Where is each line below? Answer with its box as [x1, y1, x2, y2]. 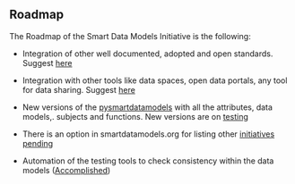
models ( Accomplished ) [22, 164, 111, 175]
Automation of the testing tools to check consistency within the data [22, 155, 274, 166]
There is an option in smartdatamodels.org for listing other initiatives [22, 129, 275, 139]
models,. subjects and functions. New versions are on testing [22, 111, 248, 121]
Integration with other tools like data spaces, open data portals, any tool [22, 75, 288, 86]
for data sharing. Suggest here [22, 84, 136, 95]
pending [22, 138, 54, 148]
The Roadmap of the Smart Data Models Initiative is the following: [9, 30, 251, 41]
